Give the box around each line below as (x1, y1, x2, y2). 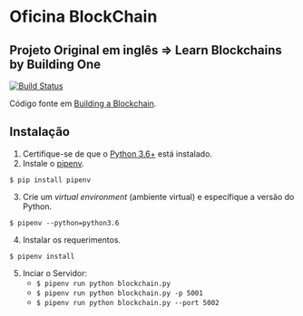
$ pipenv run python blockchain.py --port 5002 (35, 298, 220, 307)
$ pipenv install (9, 252, 75, 261)
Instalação (9, 124, 71, 139)
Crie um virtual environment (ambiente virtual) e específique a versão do (22, 191, 295, 202)
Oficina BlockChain (9, 6, 158, 27)
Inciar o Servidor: (22, 267, 88, 278)
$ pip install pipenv (9, 175, 92, 185)
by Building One (9, 56, 102, 72)
